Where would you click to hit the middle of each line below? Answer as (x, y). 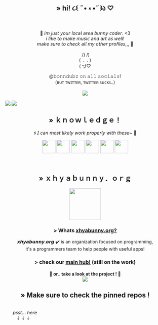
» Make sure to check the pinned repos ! (85, 295)
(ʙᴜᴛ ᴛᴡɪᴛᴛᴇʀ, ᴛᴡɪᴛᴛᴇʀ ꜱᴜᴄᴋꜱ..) (85, 82)
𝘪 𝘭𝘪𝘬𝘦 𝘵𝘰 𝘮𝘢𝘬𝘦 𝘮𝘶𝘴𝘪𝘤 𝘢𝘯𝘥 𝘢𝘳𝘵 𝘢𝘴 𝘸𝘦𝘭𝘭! (85, 38)
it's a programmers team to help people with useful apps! (85, 249)
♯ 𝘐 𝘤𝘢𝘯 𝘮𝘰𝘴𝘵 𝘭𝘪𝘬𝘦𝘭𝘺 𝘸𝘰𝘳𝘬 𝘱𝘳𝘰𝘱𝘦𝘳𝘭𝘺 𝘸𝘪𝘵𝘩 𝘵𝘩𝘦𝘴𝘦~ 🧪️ (85, 133)
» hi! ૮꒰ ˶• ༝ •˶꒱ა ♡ (85, 8)
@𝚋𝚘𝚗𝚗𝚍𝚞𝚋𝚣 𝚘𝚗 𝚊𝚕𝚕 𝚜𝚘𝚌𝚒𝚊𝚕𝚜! (85, 76)
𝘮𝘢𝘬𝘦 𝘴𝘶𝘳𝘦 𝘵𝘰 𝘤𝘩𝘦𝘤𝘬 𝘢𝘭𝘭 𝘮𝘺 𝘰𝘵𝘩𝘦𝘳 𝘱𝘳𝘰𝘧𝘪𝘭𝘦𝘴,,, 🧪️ (85, 44)
